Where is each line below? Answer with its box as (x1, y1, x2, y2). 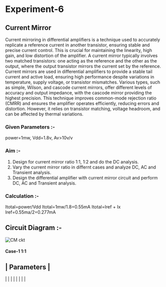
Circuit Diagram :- (5, 223, 62, 232)
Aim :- (5, 147, 21, 154)
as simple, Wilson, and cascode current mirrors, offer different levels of (5, 84, 152, 90)
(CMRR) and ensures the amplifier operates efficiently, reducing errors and (5, 100, 159, 106)
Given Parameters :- (5, 123, 55, 130)
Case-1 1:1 (5, 248, 26, 254)
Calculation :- (5, 192, 39, 199)
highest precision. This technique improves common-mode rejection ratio (5, 95, 156, 101)
